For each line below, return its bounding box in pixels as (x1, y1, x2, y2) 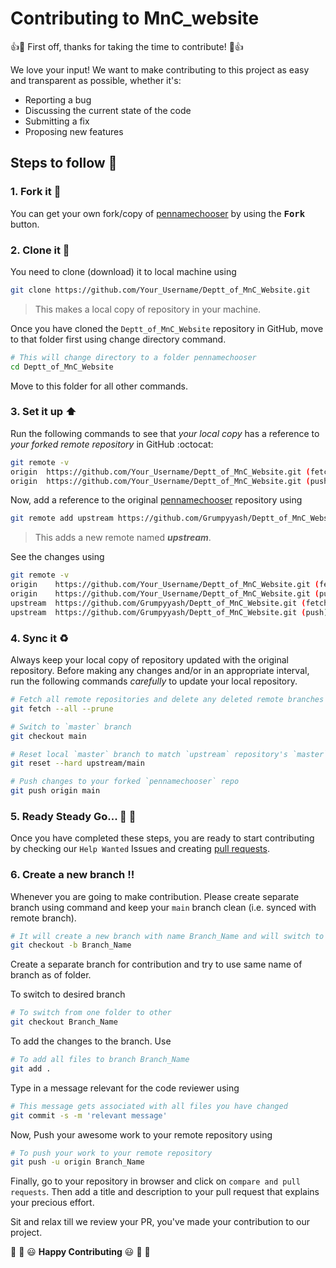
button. (10, 218, 40, 230)
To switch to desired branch (10, 988, 126, 1001)
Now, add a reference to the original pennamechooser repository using (10, 494, 303, 506)
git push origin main (10, 786, 101, 796)
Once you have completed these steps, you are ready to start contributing (10, 832, 315, 844)
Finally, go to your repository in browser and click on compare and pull (10, 1175, 301, 1187)
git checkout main (10, 731, 87, 741)
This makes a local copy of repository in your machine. (34, 303, 262, 315)
